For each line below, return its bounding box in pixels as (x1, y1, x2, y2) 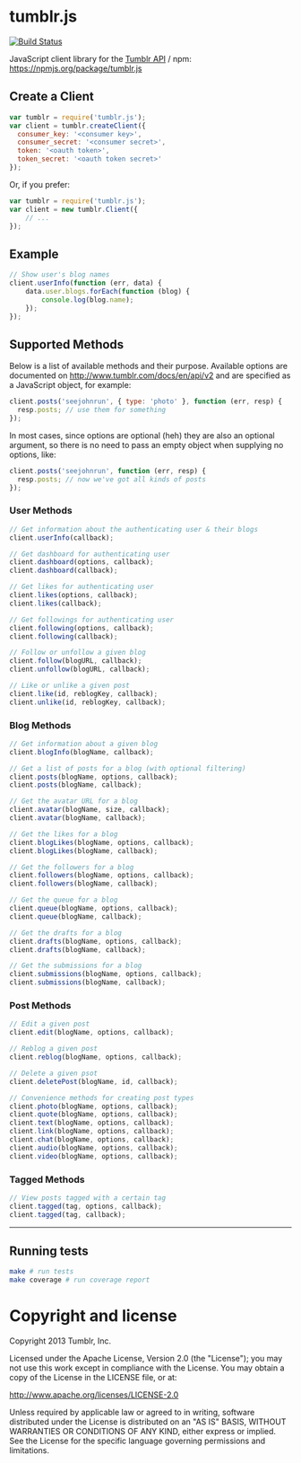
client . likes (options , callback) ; (9, 591, 139, 600)
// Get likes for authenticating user (9, 582, 154, 592)
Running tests (9, 1243, 90, 1258)
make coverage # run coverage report (9, 1275, 150, 1285)
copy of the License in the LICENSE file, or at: (9, 1372, 177, 1383)
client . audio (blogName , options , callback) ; (9, 1143, 178, 1152)
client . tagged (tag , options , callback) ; (9, 1202, 163, 1211)
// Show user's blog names (9, 270, 110, 279)
